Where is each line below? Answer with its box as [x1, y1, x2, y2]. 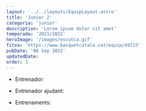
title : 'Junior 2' [6, 14, 52, 20]
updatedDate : [6, 53, 39, 59]
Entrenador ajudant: [14, 87, 64, 94]
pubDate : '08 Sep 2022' [6, 48, 66, 54]
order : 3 [6, 59, 28, 65]
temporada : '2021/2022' [6, 31, 66, 37]
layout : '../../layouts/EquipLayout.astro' [6, 8, 117, 15]
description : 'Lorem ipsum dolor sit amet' [6, 25, 117, 32]
